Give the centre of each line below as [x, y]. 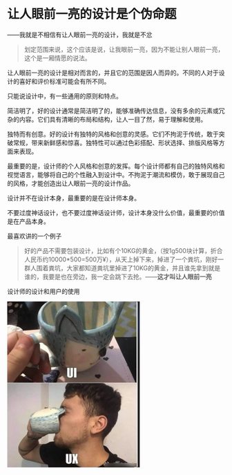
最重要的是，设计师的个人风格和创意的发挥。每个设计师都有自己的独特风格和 [116, 166]
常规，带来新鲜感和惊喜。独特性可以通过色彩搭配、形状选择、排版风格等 [116, 142]
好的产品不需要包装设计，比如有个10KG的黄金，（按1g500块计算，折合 [123, 250]
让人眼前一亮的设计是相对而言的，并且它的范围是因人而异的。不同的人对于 [113, 73]
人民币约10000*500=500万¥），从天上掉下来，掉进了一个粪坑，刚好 [121, 259]
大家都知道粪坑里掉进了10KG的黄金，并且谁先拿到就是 [144, 268]
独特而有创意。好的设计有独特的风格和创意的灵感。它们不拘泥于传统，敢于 [113, 134]
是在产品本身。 [28, 221]
